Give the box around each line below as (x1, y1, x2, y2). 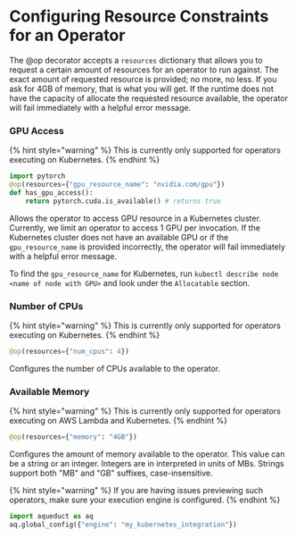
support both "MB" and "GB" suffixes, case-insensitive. (9, 467, 213, 479)
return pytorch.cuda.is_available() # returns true (25, 197, 221, 206)
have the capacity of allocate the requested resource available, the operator (9, 92, 288, 104)
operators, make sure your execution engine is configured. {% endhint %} (9, 494, 281, 506)
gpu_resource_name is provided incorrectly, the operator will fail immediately (9, 241, 285, 252)
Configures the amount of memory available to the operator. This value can (9, 449, 285, 459)
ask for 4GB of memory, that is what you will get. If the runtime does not (9, 83, 274, 94)
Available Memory (9, 385, 90, 398)
